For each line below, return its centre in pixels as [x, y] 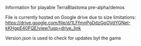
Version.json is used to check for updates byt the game [63, 38]
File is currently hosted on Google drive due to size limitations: [71, 17]
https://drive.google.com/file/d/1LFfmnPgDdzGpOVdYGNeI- [68, 23]
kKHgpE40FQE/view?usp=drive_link [43, 28]
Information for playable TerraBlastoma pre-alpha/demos [65, 7]
